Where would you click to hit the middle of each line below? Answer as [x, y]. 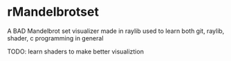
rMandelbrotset [53, 12]
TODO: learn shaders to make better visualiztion [75, 51]
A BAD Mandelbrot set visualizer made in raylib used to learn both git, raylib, [116, 31]
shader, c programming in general [55, 38]
